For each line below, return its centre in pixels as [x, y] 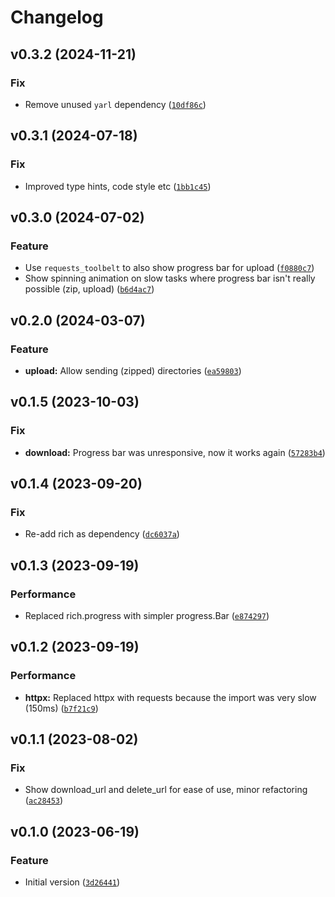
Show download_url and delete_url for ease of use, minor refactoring [166, 790]
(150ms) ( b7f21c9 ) [61, 708]
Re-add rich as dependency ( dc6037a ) [102, 534]
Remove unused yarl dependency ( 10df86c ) [115, 104]
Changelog [57, 17]
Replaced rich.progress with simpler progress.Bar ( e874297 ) [147, 615]
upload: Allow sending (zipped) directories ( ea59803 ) [133, 370]
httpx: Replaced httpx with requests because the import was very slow [170, 697]
